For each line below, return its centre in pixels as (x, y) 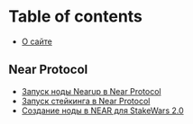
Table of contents (76, 17)
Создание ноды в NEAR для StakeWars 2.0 (102, 111)
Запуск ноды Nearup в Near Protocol (91, 91)
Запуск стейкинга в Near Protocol (86, 101)
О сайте (37, 41)
